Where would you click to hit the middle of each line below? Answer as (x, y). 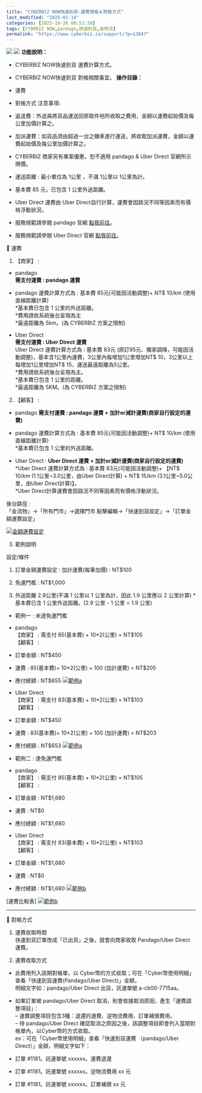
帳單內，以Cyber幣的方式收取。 (54, 1031)
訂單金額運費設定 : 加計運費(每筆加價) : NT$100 (73, 570)
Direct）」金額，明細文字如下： (53, 1046)
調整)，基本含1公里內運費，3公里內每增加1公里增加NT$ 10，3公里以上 (107, 357)
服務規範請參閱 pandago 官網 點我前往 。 (65, 222)
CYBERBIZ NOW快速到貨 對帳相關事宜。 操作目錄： (79, 78)
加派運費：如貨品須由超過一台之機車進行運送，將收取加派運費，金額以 (102, 136)
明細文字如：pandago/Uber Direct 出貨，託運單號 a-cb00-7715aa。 (98, 988)
